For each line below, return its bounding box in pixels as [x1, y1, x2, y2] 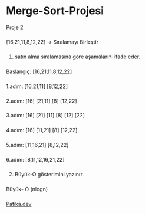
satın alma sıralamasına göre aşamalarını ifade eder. [14, 53, 140, 60]
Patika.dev [6, 201, 32, 207]
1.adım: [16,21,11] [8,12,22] [6, 83, 68, 90]
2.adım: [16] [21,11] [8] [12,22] [6, 97, 78, 104]
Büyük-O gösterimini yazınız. [14, 171, 85, 178]
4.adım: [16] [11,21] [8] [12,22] [6, 127, 78, 134]
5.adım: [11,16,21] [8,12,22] [6, 142, 69, 149]
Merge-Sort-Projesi [6, 4, 104, 18]
